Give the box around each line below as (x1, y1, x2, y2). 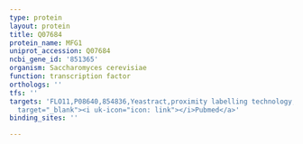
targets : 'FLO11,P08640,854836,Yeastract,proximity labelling (9, 96, 248, 106)
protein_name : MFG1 (9, 38, 83, 48)
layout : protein (9, 22, 70, 31)
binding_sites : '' (9, 113, 78, 122)
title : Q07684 (9, 30, 63, 39)
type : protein (9, 13, 63, 22)
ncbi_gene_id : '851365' (9, 55, 99, 64)
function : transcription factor (9, 72, 131, 81)
